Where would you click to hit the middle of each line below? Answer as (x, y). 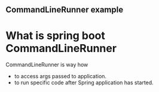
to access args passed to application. (60, 76)
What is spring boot (55, 36)
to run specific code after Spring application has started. (84, 82)
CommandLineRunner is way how (47, 65)
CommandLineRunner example (65, 10)
